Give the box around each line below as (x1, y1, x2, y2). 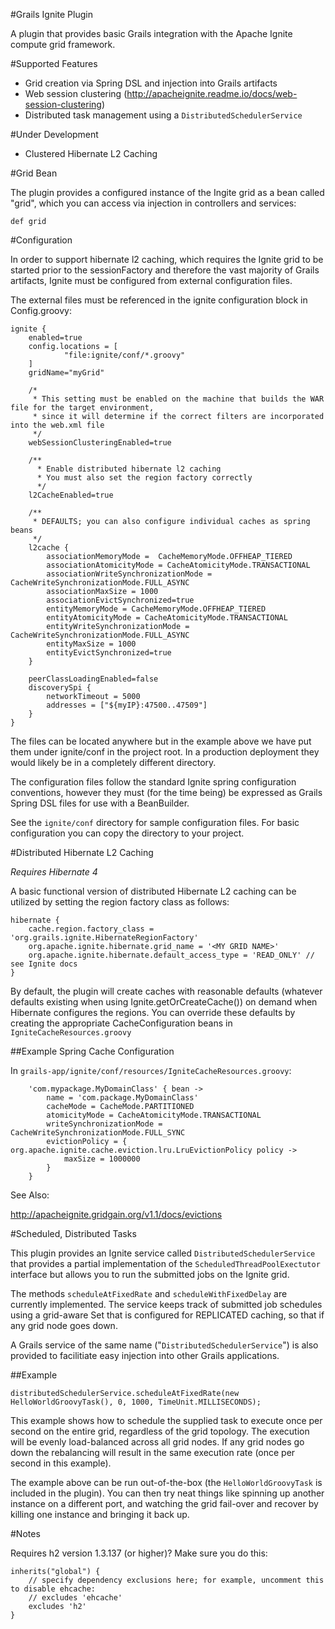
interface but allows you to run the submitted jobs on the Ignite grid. (10, 1269, 290, 1280)
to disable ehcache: (10, 1584, 97, 1594)
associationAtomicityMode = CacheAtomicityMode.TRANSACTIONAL (46, 560, 311, 570)
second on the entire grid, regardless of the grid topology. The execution (10, 1425, 310, 1437)
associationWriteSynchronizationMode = (46, 569, 213, 579)
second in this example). (10, 1457, 112, 1469)
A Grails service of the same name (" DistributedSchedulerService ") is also (10, 1339, 319, 1351)
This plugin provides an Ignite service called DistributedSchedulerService (10, 1247, 316, 1259)
